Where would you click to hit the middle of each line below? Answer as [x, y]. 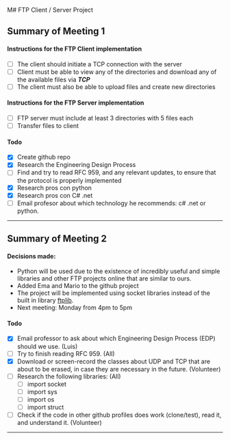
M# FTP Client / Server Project [50, 10]
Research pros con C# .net [55, 195]
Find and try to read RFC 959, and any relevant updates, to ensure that [116, 172]
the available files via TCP [53, 79]
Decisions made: [31, 256]
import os [41, 399]
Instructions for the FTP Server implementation [76, 103]
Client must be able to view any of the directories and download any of [117, 72]
